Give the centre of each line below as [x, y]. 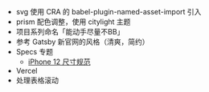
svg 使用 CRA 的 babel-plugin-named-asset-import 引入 [109, 12]
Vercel [27, 71]
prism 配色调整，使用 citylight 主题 [73, 22]
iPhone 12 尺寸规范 [59, 62]
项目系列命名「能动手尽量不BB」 [70, 32]
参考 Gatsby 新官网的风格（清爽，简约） [82, 42]
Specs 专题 [35, 52]
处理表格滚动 [37, 80]
